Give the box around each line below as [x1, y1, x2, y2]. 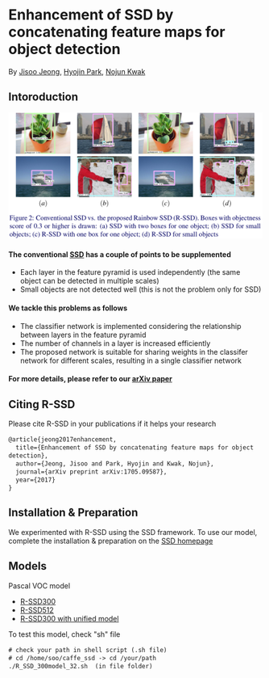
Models [8, 559, 47, 573]
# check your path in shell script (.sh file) [8, 646, 168, 654]
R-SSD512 [19, 604, 54, 615]
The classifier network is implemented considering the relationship [19, 321, 242, 331]
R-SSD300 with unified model [19, 613, 119, 623]
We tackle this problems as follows [8, 303, 127, 313]
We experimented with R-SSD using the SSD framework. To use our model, [8, 527, 258, 537]
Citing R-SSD [8, 398, 76, 411]
